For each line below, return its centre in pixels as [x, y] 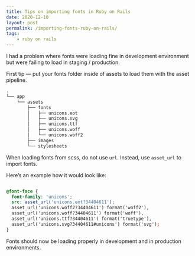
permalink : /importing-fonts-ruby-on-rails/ [62, 28]
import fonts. [22, 164]
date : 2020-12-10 [27, 17]
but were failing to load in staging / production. [63, 62]
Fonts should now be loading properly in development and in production [94, 241]
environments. [24, 247]
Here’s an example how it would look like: [56, 175]
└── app [16, 96]
